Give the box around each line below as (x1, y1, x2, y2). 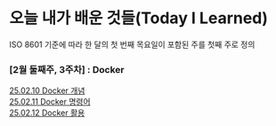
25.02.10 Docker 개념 (9, 85, 85, 96)
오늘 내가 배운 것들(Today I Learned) (9, 8, 269, 28)
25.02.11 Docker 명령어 (9, 97, 91, 107)
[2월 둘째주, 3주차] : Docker (9, 63, 125, 75)
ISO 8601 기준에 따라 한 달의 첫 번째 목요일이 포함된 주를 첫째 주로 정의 (9, 39, 256, 50)
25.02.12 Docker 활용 (9, 107, 85, 118)
